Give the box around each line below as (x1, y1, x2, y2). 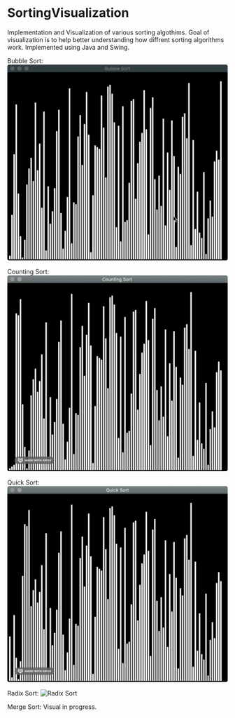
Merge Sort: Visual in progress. (7, 703, 97, 711)
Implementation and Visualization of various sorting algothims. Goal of (7, 28, 210, 36)
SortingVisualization (7, 5, 129, 21)
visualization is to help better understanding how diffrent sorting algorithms (7, 35, 225, 43)
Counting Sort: (7, 267, 50, 276)
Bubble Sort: (7, 56, 43, 65)
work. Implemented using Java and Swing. (7, 43, 130, 51)
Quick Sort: (7, 478, 40, 487)
